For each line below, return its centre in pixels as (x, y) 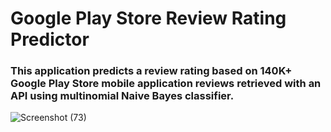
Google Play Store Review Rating (148, 18)
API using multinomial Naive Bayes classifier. (122, 96)
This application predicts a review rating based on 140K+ (151, 71)
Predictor (50, 39)
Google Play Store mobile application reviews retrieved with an (166, 84)
